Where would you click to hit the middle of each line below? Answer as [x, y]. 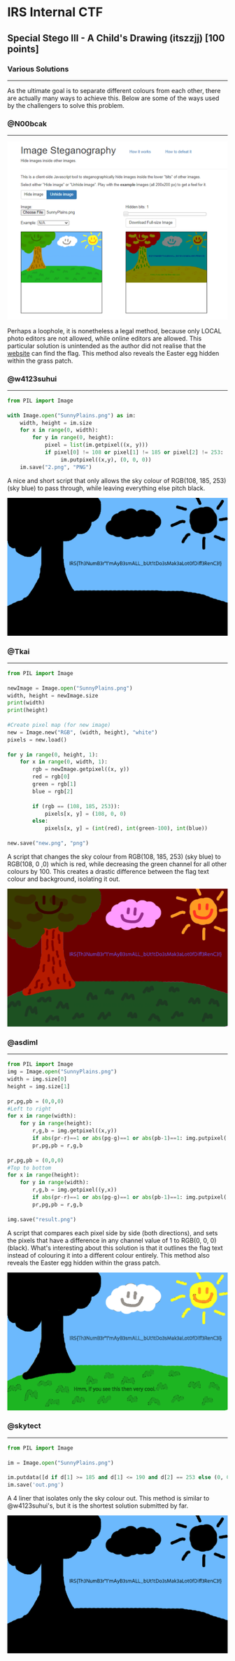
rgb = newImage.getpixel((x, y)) [81, 770]
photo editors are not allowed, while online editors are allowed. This [105, 338]
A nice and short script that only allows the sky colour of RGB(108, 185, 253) [117, 480]
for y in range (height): [56, 1124]
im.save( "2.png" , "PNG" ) [56, 467]
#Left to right [29, 1109]
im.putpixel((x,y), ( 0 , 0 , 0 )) [106, 459]
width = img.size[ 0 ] [37, 1079]
